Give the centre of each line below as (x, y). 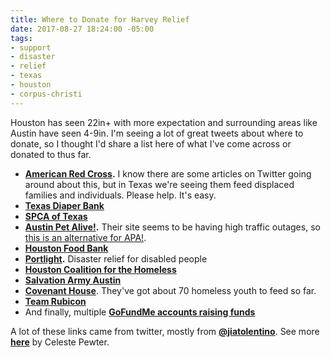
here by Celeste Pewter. (60, 342)
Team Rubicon (55, 301)
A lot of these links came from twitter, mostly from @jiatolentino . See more (165, 331)
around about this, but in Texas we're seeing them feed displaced (159, 184)
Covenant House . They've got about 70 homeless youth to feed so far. (170, 290)
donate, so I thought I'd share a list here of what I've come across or (151, 143)
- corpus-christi (46, 94)
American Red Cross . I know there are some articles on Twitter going (168, 173)
